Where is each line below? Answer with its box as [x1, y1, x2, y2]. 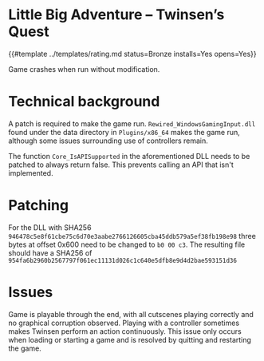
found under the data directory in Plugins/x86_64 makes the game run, [8, 127, 241, 137]
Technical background [8, 93, 160, 111]
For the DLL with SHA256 [8, 222, 92, 232]
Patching [8, 196, 69, 215]
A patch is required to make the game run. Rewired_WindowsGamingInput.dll [8, 118, 256, 129]
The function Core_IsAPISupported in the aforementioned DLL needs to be [8, 151, 250, 161]
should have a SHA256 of [8, 248, 93, 257]
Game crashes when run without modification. [8, 64, 160, 73]
